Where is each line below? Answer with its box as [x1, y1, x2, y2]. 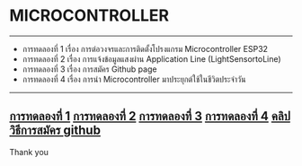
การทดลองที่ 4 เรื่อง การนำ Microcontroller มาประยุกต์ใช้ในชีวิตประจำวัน [22, 74, 246, 84]
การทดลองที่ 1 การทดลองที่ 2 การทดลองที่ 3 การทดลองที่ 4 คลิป [9, 109, 290, 124]
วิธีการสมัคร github [9, 123, 102, 138]
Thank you [9, 146, 49, 157]
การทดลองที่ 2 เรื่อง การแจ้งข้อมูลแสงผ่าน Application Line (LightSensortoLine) [22, 53, 281, 64]
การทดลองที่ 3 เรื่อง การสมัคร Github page [22, 64, 157, 74]
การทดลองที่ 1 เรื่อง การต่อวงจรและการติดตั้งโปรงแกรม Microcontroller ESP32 [22, 43, 268, 54]
